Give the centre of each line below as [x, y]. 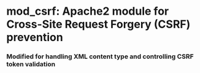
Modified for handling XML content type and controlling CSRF [100, 56]
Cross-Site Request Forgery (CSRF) [98, 24]
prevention [35, 37]
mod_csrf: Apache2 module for [88, 11]
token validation [31, 64]
